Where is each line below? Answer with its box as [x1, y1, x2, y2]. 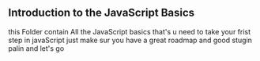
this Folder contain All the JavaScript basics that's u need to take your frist [8, 27, 251, 36]
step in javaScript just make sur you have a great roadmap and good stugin [8, 35, 253, 45]
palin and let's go [8, 43, 65, 53]
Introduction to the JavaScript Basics [8, 6, 195, 20]
